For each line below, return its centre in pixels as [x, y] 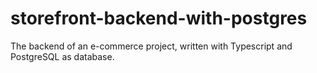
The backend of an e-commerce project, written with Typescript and [151, 46]
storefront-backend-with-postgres [159, 18]
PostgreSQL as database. [62, 56]
